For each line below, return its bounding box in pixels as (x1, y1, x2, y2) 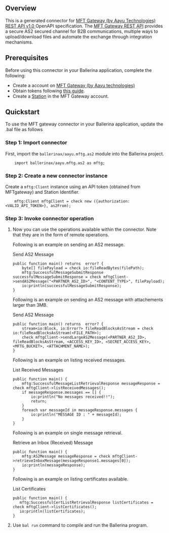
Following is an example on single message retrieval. (12, 430, 122, 436)
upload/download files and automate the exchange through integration (5, 33, 152, 39)
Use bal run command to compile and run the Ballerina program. (12, 522, 148, 528)
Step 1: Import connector (5, 139, 67, 146)
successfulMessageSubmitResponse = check (12, 274, 101, 280)
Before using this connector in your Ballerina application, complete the (5, 67, 152, 73)
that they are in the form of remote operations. (12, 232, 110, 238)
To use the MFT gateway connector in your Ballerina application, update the (5, 121, 163, 127)
